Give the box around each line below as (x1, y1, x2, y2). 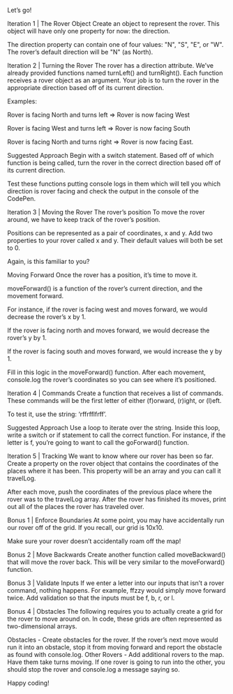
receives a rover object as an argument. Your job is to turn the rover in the (7, 76, 220, 84)
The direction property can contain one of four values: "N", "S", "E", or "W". (7, 40, 224, 48)
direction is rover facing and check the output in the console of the (7, 187, 199, 195)
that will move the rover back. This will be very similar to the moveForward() (7, 558, 225, 566)
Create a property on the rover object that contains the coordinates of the (7, 459, 219, 467)
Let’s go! (7, 6, 32, 14)
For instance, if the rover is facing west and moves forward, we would (7, 305, 208, 313)
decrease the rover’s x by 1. (7, 313, 87, 320)
